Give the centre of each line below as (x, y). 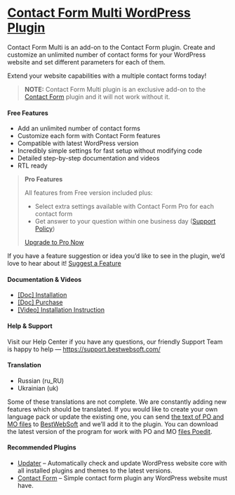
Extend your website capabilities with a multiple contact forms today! (107, 76)
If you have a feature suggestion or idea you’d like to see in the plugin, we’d (116, 256)
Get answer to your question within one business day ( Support (125, 222)
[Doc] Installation (42, 295)
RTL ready (32, 165)
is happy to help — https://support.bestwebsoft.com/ (84, 349)
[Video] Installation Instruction (61, 310)
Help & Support (30, 326)
